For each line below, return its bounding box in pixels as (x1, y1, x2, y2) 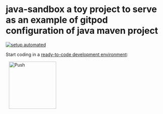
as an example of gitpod (6, 14, 108, 26)
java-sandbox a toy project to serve (6, 4, 157, 15)
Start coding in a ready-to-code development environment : (6, 51, 128, 58)
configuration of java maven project (6, 25, 158, 36)
